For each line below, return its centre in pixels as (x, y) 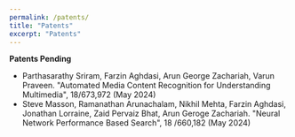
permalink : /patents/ (49, 17)
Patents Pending (40, 59)
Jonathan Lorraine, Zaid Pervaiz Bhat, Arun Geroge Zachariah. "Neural (151, 114)
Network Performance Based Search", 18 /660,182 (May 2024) (136, 123)
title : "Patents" (41, 26)
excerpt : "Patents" (45, 34)
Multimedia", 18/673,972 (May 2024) (89, 95)
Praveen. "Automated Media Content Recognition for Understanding (146, 86)
